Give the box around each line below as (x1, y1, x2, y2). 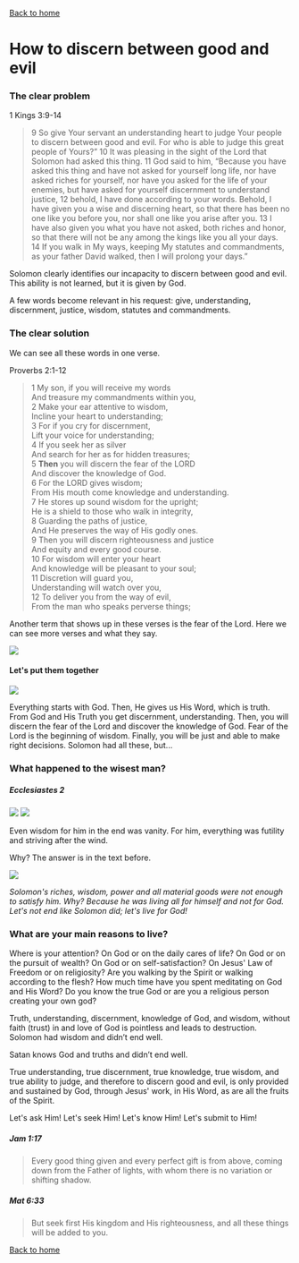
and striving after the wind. (9, 834, 109, 845)
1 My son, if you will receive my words (30, 382, 171, 393)
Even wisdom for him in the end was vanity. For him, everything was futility (9, 825, 285, 836)
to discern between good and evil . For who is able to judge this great (30, 137, 284, 148)
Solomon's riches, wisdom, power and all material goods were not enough (9, 886, 284, 897)
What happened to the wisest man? (9, 762, 167, 774)
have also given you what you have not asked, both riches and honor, (30, 223, 287, 234)
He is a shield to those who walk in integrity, (30, 506, 194, 516)
